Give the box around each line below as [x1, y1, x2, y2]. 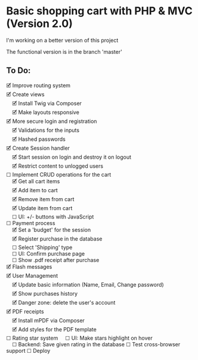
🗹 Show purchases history [11, 290, 78, 297]
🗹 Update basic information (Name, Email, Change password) [11, 281, 164, 288]
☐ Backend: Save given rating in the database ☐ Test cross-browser [11, 340, 181, 347]
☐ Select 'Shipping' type [11, 244, 73, 251]
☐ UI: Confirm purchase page [11, 250, 85, 257]
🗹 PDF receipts [6, 307, 44, 315]
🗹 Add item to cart [11, 186, 58, 193]
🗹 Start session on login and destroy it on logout [11, 153, 132, 161]
